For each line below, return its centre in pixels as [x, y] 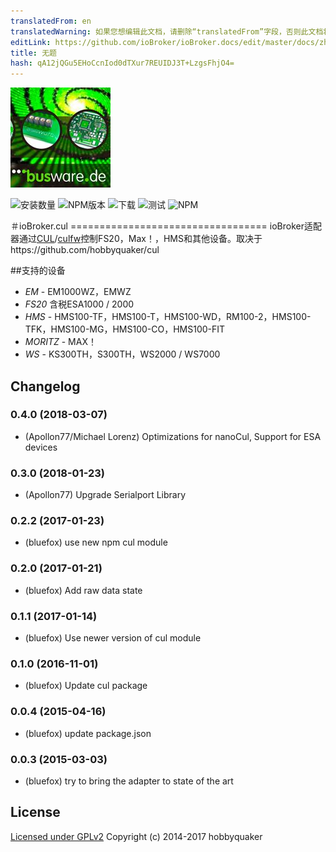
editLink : [31, 42]
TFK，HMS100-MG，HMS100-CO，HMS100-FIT [125, 329]
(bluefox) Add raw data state [83, 590]
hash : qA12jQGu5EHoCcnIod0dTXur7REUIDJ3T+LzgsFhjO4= [122, 63]
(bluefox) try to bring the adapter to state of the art [129, 781]
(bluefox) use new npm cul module [96, 542]
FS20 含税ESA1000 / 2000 [79, 304]
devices [41, 447]
